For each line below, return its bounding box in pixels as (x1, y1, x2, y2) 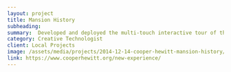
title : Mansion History (7, 16, 76, 23)
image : (7, 49, 26, 56)
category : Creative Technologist (7, 36, 103, 43)
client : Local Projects (7, 42, 76, 49)
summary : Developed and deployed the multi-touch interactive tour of (7, 29, 217, 36)
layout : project (7, 10, 54, 17)
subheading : (7, 23, 41, 29)
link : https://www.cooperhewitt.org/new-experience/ (7, 55, 162, 62)
